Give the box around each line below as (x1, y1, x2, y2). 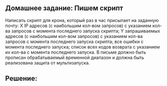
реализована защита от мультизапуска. (5, 59, 90, 65)
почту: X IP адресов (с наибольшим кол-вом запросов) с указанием (5, 22, 151, 28)
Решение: (5, 74, 37, 83)
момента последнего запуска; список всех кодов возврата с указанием (5, 43, 160, 49)
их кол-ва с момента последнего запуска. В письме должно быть (5, 49, 146, 55)
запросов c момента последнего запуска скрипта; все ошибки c (5, 38, 144, 44)
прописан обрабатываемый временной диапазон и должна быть (5, 54, 144, 60)
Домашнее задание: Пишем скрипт (5, 4, 123, 12)
